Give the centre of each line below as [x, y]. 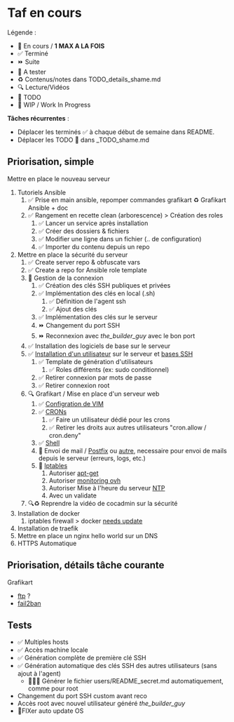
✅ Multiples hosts [43, 642]
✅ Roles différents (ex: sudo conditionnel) [109, 369]
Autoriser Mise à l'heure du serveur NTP [107, 488]
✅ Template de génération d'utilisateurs [96, 361]
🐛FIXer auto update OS [50, 711]
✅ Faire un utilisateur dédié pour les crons [109, 420]
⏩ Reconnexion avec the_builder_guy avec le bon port [117, 335]
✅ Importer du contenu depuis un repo [94, 246]
